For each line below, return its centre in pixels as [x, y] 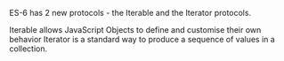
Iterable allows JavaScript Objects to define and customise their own [135, 30]
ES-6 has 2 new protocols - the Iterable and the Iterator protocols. [130, 13]
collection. [28, 49]
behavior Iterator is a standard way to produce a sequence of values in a [142, 39]
